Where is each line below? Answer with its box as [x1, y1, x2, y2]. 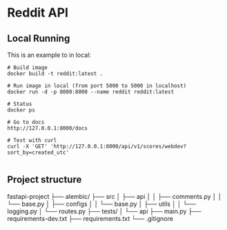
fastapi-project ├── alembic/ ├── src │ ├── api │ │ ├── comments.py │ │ [7, 192, 222, 200]
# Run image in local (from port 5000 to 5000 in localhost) [7, 82, 187, 89]
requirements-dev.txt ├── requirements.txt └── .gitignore [7, 214, 174, 222]
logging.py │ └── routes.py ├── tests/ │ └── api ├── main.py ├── [7, 206, 201, 215]
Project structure [7, 174, 82, 186]
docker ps [7, 107, 36, 114]
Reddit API [7, 5, 69, 21]
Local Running [7, 33, 70, 44]
